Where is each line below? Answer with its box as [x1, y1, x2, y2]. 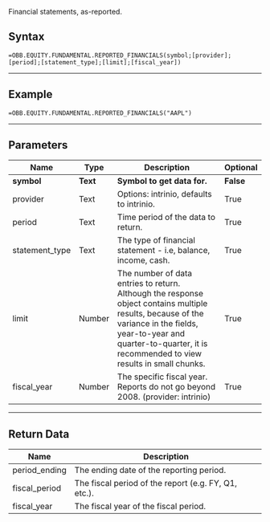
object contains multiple [117, 298, 208, 309]
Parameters [8, 138, 68, 152]
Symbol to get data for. [117, 176, 207, 187]
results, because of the [117, 308, 204, 320]
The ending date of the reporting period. [74, 465, 227, 476]
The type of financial [117, 234, 195, 246]
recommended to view [117, 349, 202, 360]
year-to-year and [117, 328, 186, 340]
